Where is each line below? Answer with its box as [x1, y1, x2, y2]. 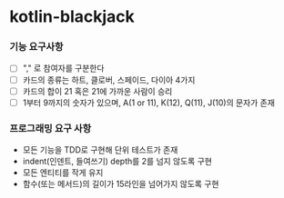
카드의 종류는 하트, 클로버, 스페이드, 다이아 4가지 [22, 74, 196, 85]
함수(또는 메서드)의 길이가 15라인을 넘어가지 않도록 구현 [22, 179, 219, 190]
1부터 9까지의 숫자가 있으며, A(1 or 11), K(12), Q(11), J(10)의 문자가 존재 [22, 97, 276, 108]
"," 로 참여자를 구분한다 [22, 63, 105, 74]
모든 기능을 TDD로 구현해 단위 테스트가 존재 [22, 144, 178, 155]
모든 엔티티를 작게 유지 [22, 167, 104, 178]
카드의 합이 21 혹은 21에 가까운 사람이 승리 [22, 85, 173, 96]
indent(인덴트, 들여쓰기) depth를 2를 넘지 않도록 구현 [22, 156, 212, 167]
